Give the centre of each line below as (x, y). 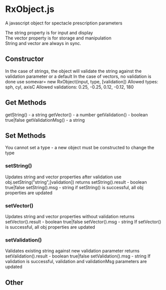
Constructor (24, 59)
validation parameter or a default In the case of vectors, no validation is (78, 76)
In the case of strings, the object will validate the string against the (74, 71)
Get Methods (26, 103)
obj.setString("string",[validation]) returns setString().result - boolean (76, 182)
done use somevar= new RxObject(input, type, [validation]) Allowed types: (82, 81)
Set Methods (25, 136)
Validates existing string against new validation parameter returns (72, 251)
